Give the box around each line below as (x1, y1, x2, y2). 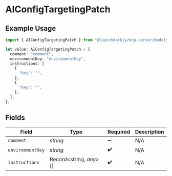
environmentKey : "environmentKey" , (10, 56, 86, 61)
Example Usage (5, 24, 56, 33)
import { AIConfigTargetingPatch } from (5, 37, 93, 42)
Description (135, 128, 164, 136)
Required (107, 128, 131, 136)
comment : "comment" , (10, 51, 54, 57)
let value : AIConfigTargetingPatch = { (5, 47, 91, 52)
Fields (5, 113, 26, 122)
